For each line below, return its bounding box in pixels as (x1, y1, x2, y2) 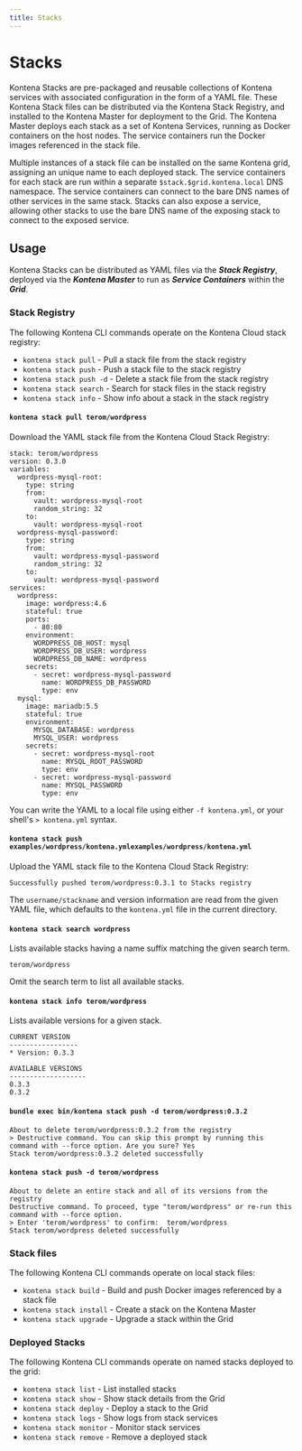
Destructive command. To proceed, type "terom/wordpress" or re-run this (9, 1202, 293, 1211)
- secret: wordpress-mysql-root (32, 749, 155, 758)
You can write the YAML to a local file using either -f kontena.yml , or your (9, 805, 284, 815)
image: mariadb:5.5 (25, 702, 99, 711)
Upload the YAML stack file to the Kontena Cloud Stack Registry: (9, 861, 250, 872)
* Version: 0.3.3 (9, 1048, 75, 1057)
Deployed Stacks (9, 1336, 86, 1349)
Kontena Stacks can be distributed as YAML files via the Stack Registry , (9, 265, 278, 275)
